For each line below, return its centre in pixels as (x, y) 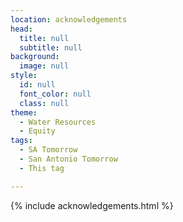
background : (35, 57)
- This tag (42, 168)
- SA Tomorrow (48, 150)
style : (24, 76)
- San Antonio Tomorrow (68, 159)
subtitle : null (51, 47)
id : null (37, 85)
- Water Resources (58, 122)
